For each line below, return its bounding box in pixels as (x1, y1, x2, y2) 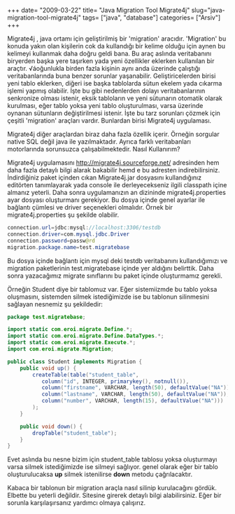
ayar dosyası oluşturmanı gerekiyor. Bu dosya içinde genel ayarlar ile (7, 196, 205, 204)
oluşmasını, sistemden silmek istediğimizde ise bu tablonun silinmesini (7, 292, 210, 301)
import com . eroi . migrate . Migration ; (7, 346, 114, 353)
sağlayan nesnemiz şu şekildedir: (7, 299, 103, 308)
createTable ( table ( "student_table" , (32, 371, 139, 378)
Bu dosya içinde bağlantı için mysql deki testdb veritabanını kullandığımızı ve (7, 256, 228, 265)
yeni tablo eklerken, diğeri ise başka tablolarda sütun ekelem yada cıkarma (7, 79, 222, 87)
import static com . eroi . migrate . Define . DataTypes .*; (7, 332, 164, 339)
